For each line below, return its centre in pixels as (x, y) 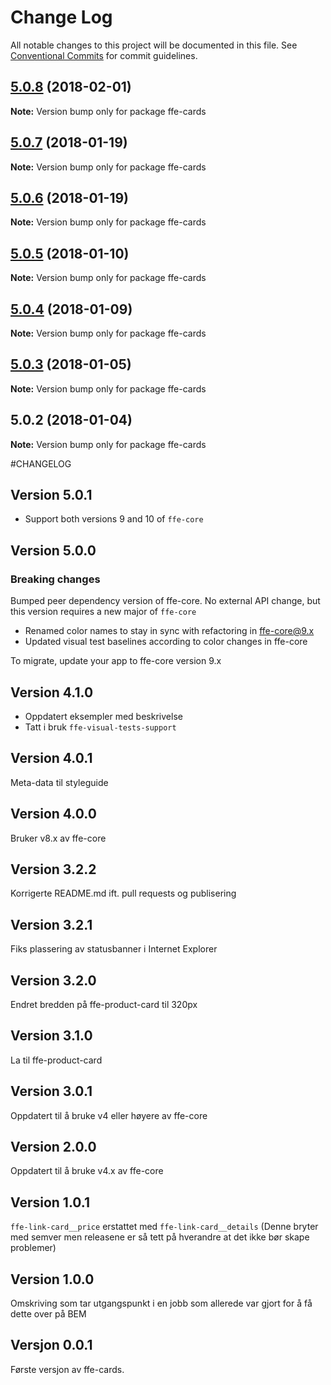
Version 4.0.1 (51, 758)
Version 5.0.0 (53, 550)
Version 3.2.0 (53, 980)
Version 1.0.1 (50, 1202)
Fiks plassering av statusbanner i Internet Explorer (114, 949)
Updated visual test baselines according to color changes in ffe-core (166, 642)
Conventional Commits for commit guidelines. (104, 55)
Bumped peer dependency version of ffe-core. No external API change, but (165, 601)
